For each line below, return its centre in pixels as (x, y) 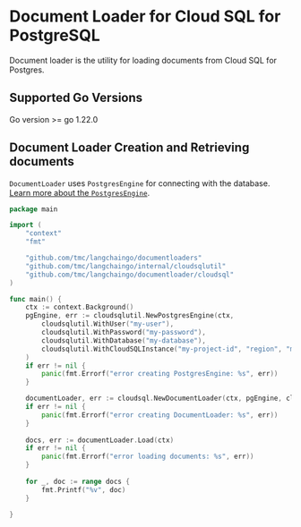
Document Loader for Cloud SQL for (145, 17)
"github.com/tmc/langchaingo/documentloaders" (114, 258)
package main (34, 209)
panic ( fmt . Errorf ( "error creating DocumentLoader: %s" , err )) (160, 415)
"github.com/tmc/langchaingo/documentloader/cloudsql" (130, 275)
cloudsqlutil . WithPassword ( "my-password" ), (124, 333)
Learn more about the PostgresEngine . (80, 192)
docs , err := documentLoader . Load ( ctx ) (100, 440)
